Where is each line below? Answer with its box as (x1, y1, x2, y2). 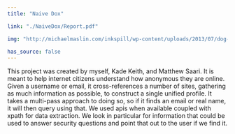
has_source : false (7, 48, 61, 55)
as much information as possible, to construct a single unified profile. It (7, 89, 212, 98)
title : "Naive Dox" (7, 10, 64, 17)
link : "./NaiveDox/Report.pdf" (7, 22, 99, 30)
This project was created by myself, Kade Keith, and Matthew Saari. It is (7, 67, 215, 75)
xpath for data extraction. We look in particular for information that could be (7, 112, 225, 120)
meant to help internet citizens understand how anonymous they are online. (7, 75, 225, 83)
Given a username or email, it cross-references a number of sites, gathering (7, 82, 226, 91)
